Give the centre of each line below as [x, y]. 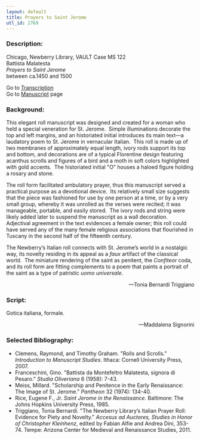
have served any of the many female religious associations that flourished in [100, 229]
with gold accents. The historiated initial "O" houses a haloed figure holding [100, 167]
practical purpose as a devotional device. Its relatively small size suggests [98, 191]
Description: [24, 44]
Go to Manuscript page [35, 94]
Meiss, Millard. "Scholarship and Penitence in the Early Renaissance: [99, 385]
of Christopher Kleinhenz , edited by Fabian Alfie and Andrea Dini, [95, 423]
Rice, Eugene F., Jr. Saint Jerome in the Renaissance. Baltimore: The [99, 398]
